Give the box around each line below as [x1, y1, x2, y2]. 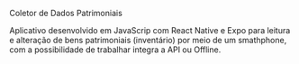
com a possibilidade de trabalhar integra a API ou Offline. [9, 44, 222, 55]
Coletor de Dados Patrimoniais [9, 8, 123, 18]
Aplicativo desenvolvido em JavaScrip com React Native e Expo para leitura [9, 25, 291, 35]
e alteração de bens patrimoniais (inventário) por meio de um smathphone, [9, 35, 287, 45]
